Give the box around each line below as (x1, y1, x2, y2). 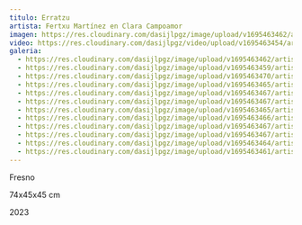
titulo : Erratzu (9, 13, 70, 22)
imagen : (9, 30, 39, 39)
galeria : (9, 47, 42, 56)
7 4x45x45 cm (9, 189, 61, 200)
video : (9, 38, 34, 48)
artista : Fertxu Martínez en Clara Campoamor (9, 22, 182, 31)
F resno (9, 172, 36, 183)
